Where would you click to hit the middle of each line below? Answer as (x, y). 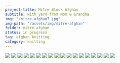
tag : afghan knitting (27, 37)
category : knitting (25, 42)
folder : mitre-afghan (27, 28)
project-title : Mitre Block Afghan (42, 10)
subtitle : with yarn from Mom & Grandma (47, 14)
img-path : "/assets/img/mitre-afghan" (45, 23)
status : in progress (26, 32)
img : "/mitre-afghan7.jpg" (33, 19)
